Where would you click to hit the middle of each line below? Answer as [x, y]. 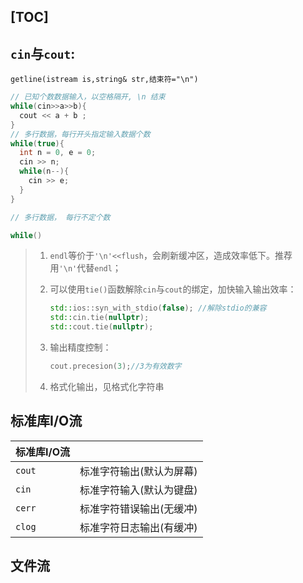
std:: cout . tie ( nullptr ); [101, 327]
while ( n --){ [44, 171]
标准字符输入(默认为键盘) [138, 490]
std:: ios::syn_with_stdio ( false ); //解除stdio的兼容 [158, 308]
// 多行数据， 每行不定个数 [60, 217]
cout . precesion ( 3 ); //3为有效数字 [115, 366]
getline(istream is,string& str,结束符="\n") [104, 80]
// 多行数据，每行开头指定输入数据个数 [80, 134]
